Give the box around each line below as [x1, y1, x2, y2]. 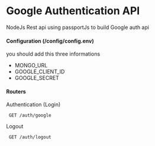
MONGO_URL [14, 62, 48, 69]
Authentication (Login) [6, 101, 61, 108]
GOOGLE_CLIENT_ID [14, 68, 65, 75]
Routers [6, 87, 27, 95]
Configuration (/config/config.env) [6, 37, 94, 44]
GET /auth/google [8, 112, 51, 119]
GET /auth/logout [8, 134, 51, 140]
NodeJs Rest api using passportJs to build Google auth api [6, 24, 150, 31]
